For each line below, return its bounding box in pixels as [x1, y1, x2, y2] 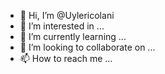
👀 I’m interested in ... [19, 20, 105, 32]
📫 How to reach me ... [19, 53, 113, 64]
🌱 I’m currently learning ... [19, 31, 127, 42]
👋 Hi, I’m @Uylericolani [19, 10, 115, 21]
